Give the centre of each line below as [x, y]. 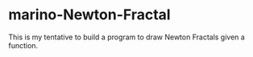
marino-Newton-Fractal [89, 15]
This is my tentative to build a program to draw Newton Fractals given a [127, 37]
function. [23, 45]
